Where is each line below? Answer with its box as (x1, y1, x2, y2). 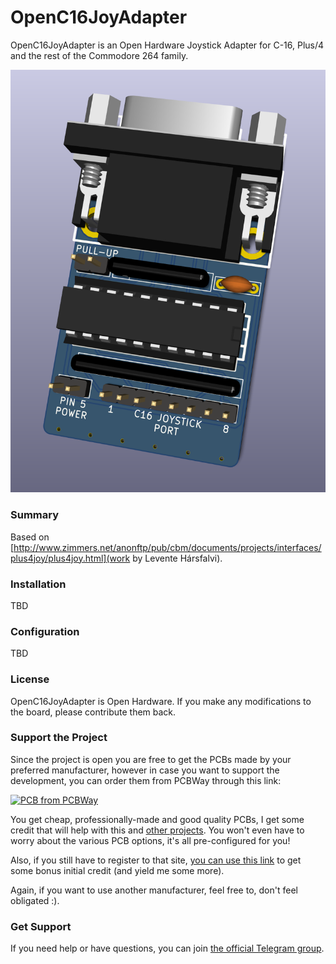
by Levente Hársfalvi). (132, 552, 223, 564)
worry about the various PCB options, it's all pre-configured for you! (10, 834, 291, 846)
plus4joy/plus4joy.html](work (10, 552, 131, 564)
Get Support (10, 919, 72, 933)
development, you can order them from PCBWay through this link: (10, 774, 282, 786)
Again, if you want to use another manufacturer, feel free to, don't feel (10, 884, 298, 896)
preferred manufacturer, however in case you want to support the (10, 764, 280, 776)
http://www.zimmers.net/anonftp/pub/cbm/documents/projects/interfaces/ (13, 541, 322, 553)
